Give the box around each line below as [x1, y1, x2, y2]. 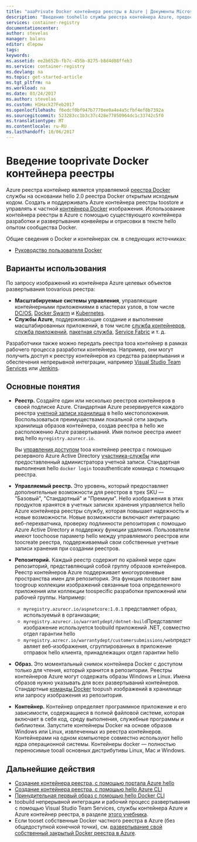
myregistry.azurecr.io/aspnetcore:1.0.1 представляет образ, [23, 605, 177, 613]
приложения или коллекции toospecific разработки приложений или [14, 588, 186, 595]
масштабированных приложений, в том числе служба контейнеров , [14, 322, 186, 329]
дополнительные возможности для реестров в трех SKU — [14, 489, 164, 496]
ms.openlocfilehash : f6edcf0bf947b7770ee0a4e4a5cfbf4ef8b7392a [6, 107, 164, 113]
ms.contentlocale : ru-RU [6, 124, 67, 129]
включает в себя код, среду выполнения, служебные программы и [14, 715, 184, 723]
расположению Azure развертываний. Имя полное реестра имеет [14, 428, 182, 435]
